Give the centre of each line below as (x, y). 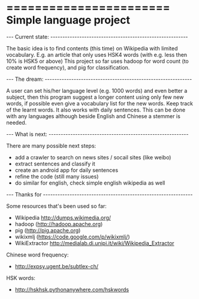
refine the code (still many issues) (57, 176)
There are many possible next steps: (51, 146)
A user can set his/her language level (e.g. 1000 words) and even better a (97, 90)
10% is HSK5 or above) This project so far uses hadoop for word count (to (97, 61)
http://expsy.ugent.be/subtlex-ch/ (57, 266)
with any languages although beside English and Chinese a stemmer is (94, 116)
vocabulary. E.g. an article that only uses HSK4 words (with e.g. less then (97, 55)
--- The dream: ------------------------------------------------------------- (99, 79)
